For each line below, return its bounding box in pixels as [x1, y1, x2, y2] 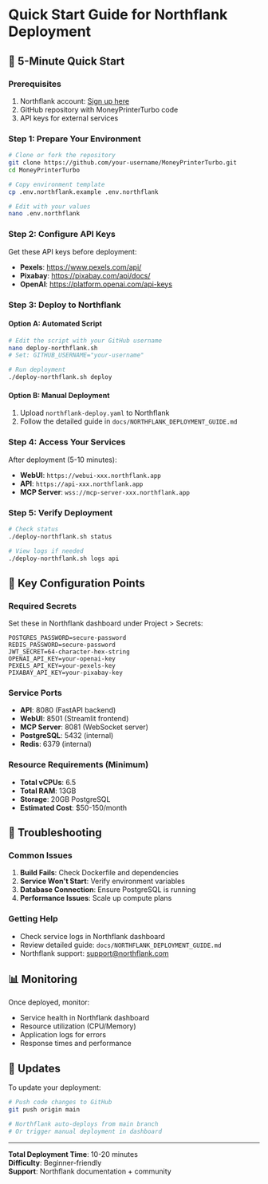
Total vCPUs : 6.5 [19, 777, 77, 787]
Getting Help [8, 914, 58, 925]
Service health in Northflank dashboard [19, 1013, 150, 1023]
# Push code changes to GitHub [8, 1099, 112, 1107]
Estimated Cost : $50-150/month [19, 803, 128, 812]
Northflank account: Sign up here [19, 96, 130, 105]
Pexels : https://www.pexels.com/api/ [19, 262, 142, 272]
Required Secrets [8, 600, 77, 611]
